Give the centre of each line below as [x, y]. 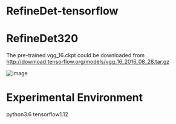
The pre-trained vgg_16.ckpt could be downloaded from [76, 55]
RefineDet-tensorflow [62, 11]
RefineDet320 [42, 39]
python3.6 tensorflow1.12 [37, 114]
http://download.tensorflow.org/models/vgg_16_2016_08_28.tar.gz [88, 62]
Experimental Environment [75, 98]
